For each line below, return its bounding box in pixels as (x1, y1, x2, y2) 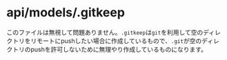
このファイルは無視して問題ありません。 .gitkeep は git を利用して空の (6, 28, 204, 36)
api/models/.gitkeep (6, 5, 126, 20)
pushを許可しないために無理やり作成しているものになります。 (30, 45, 208, 53)
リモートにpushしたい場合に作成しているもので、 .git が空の (30, 36, 202, 45)
